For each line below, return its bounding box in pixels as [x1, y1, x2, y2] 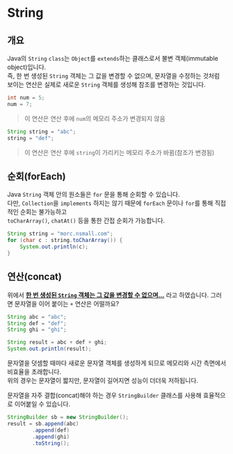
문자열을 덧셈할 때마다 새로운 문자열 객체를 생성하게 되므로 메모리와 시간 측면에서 [7, 359, 227, 367]
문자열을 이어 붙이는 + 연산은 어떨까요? [14, 299, 120, 308]
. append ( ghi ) [32, 433, 70, 440]
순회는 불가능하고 [19, 208, 67, 216]
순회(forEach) [7, 170, 66, 182]
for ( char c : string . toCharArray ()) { [7, 237, 123, 244]
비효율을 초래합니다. [7, 368, 61, 376]
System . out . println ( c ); [19, 243, 89, 250]
